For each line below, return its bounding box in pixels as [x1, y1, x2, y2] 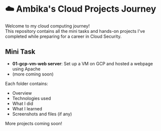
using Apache [12, 66, 41, 72]
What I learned [12, 105, 42, 111]
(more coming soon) [12, 71, 54, 77]
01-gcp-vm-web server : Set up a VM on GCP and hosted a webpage [12, 60, 153, 66]
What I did [12, 101, 33, 106]
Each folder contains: [5, 80, 48, 86]
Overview [12, 90, 32, 96]
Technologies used [12, 95, 51, 101]
